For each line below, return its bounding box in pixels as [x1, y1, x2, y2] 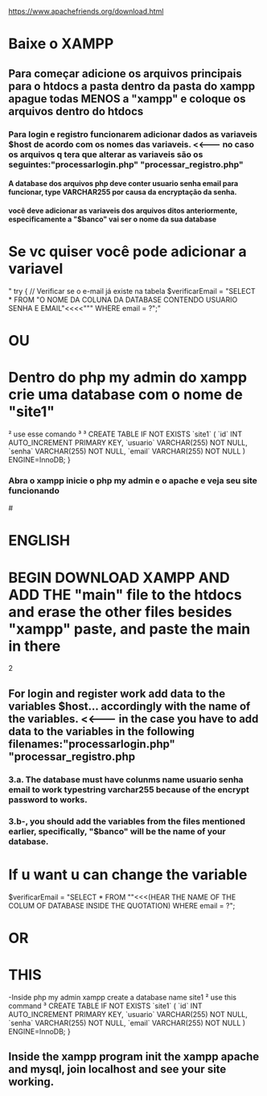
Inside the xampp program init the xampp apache [8, 1050, 260, 1064]
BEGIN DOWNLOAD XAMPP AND [8, 569, 231, 586]
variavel [8, 260, 64, 278]
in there [8, 637, 61, 655]
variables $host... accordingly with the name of [8, 699, 251, 713]
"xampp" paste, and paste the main [8, 619, 251, 638]
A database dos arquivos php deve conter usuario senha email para [8, 179, 239, 188]
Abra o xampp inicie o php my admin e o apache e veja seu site [8, 474, 257, 486]
